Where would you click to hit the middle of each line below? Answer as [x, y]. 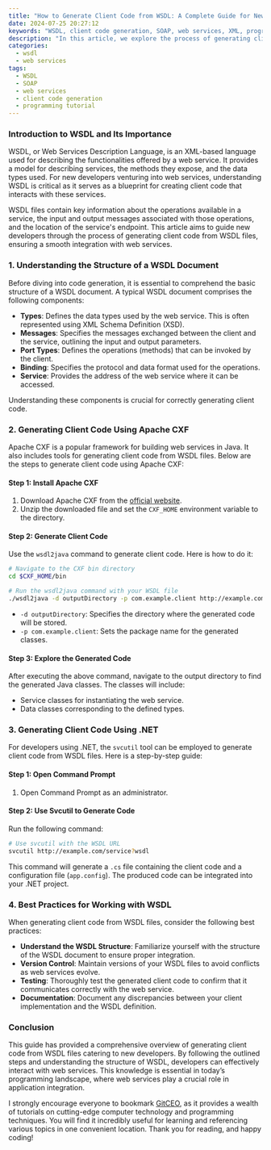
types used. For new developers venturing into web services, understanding [135, 178]
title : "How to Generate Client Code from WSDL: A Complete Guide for [129, 16]
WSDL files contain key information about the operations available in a [125, 210]
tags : [17, 69]
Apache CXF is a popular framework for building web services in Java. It [129, 447]
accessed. [37, 384]
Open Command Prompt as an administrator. [94, 792]
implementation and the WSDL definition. [88, 1006]
